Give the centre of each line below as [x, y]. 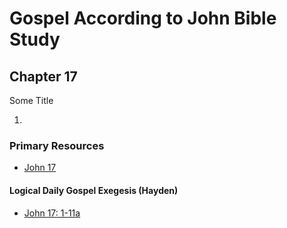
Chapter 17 [43, 76]
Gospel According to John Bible [143, 18]
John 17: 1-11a [52, 213]
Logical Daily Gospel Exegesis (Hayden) [94, 190]
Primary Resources [57, 145]
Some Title [31, 100]
